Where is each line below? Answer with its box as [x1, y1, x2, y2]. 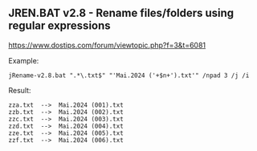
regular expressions [8, 19, 111, 33]
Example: [8, 55, 39, 65]
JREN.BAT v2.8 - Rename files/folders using [8, 6, 235, 20]
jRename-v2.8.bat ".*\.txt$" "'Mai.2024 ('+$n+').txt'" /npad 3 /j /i [8, 71, 250, 80]
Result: [8, 85, 31, 95]
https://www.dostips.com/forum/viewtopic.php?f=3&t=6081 [8, 40, 206, 50]
